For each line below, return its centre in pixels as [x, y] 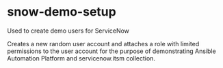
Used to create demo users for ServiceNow [68, 31]
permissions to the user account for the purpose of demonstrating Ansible [112, 51]
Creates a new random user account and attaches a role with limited [103, 44]
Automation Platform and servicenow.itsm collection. [81, 58]
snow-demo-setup [62, 12]
